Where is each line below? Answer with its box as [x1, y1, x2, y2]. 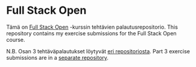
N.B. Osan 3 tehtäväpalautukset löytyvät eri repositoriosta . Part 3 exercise [6, 47, 190, 54]
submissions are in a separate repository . [6, 54, 109, 61]
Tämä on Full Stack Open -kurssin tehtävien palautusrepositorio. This [6, 23, 178, 31]
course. [6, 36, 25, 43]
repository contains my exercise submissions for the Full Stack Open [6, 29, 177, 36]
